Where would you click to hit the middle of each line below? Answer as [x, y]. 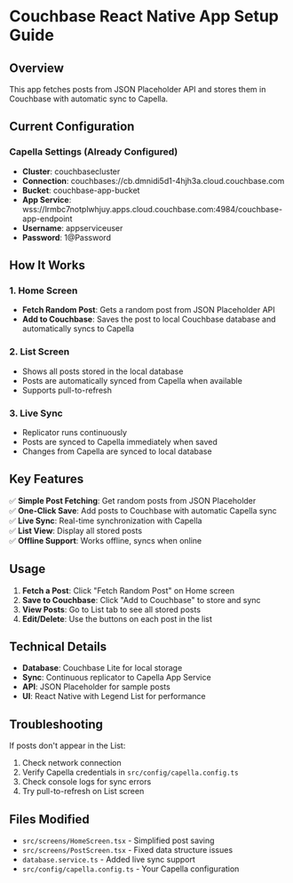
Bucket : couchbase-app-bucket [81, 190]
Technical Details [58, 646]
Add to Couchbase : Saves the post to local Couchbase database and [149, 319]
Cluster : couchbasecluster [71, 171]
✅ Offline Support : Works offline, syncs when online [106, 540]
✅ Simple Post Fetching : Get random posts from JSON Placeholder [133, 500]
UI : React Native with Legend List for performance [114, 696]
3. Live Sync [36, 413]
